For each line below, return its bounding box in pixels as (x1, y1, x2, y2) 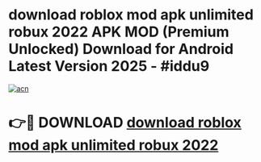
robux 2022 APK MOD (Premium (8, 23, 229, 41)
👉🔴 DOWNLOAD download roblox (8, 114, 242, 132)
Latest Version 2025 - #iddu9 (8, 57, 210, 76)
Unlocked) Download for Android (8, 40, 234, 58)
